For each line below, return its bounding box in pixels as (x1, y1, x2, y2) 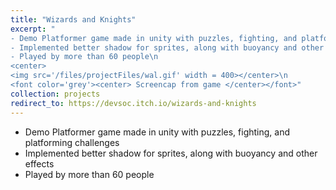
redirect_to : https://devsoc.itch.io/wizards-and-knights (10, 98, 257, 108)
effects (24, 157, 55, 170)
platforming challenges (24, 136, 120, 148)
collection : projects (10, 89, 101, 99)
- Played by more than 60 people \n (10, 52, 159, 62)
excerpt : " (10, 24, 56, 34)
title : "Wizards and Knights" (10, 14, 137, 25)
